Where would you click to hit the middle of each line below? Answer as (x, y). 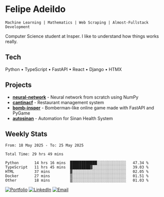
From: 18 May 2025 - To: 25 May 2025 (44, 145)
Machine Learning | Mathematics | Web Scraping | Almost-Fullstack (77, 22)
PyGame (21, 113)
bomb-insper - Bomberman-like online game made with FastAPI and (83, 107)
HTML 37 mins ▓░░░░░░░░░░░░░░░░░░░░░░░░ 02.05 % (77, 172)
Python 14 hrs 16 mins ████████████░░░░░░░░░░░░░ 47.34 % (77, 163)
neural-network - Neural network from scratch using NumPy (75, 97)
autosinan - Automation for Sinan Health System (63, 118)
